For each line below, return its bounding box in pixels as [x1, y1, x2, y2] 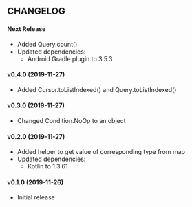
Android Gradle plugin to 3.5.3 [27, 54, 113, 63]
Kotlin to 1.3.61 [27, 162, 68, 171]
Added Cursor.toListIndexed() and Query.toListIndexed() [17, 85, 177, 94]
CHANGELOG [7, 6, 65, 17]
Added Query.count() [17, 40, 78, 48]
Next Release [7, 24, 46, 33]
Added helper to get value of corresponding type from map [17, 148, 186, 156]
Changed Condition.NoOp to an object [17, 117, 126, 124]
